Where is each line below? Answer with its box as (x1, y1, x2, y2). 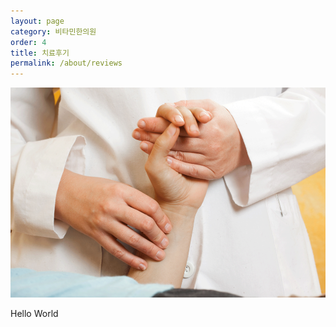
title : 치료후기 (10, 48, 70, 58)
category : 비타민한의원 (10, 26, 97, 37)
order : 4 (10, 37, 47, 47)
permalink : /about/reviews (10, 58, 123, 69)
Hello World (10, 308, 59, 320)
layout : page (10, 16, 65, 26)
